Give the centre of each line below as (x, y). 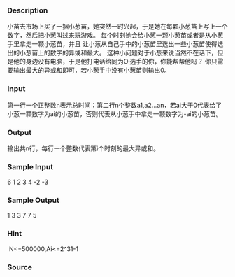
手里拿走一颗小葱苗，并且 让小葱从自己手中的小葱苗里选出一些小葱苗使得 (112, 44)
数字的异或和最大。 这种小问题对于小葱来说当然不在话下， (134, 53)
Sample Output (33, 200)
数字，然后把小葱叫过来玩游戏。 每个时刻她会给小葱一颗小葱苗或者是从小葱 (115, 35)
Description (28, 10)
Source (20, 267)
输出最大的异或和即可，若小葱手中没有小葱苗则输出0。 (92, 70)
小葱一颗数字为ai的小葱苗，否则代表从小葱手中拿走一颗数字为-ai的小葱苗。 (115, 113)
